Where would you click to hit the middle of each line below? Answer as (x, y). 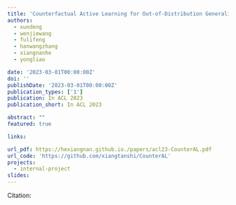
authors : (20, 20)
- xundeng (28, 27)
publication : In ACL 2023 (45, 98)
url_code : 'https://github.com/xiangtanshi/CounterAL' (89, 156)
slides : (19, 176)
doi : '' (19, 79)
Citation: (19, 195)
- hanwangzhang (36, 46)
